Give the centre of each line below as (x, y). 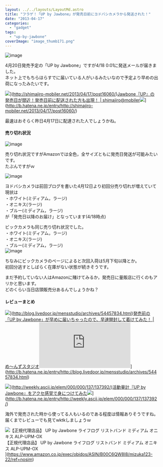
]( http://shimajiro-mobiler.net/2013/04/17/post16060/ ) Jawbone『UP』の (82, 94)
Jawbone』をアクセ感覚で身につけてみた (46, 393)
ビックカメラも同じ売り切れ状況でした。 (45, 227)
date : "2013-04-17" (25, 19)
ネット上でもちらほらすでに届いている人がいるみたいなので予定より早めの (80, 77)
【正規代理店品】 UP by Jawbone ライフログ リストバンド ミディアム (74, 443)
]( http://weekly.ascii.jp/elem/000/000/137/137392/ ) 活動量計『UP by (78, 387)
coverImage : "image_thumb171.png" (40, 41)
